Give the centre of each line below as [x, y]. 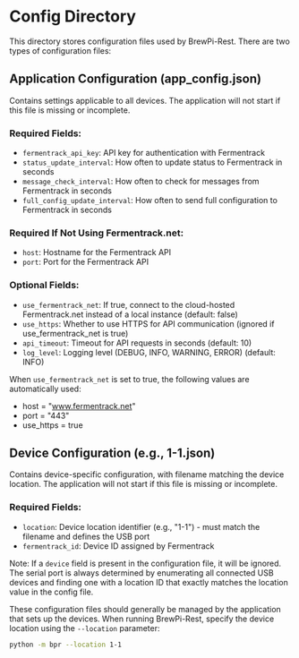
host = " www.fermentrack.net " [79, 406]
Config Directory [73, 17]
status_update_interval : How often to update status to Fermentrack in [152, 162]
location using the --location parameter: [85, 628]
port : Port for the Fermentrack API [85, 262]
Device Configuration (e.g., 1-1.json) [112, 453]
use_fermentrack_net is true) [75, 333]
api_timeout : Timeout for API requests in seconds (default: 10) [137, 343]
